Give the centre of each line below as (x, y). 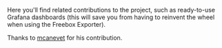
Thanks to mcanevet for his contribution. (65, 38)
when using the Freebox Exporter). (56, 24)
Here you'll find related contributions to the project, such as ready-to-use (111, 10)
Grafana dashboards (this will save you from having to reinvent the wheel (111, 17)
